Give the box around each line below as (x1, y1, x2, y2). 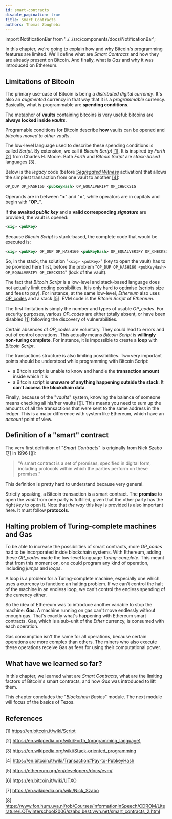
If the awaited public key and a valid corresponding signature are (5, 208, 147, 215)
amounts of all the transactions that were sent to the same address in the (5, 405, 160, 411)
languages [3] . (5, 159, 36, 165)
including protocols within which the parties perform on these (17, 465, 148, 471)
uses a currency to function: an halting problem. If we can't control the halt (5, 581, 163, 587)
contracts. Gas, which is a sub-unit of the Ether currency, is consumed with (5, 618, 164, 624)
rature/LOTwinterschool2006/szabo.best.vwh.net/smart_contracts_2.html (5, 808, 160, 814)
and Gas (5, 530, 32, 539)
